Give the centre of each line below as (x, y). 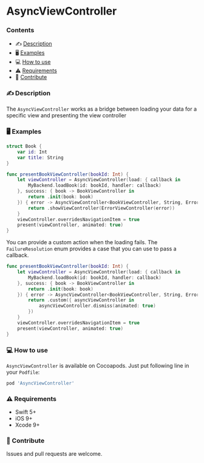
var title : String (40, 157)
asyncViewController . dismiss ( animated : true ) (97, 306)
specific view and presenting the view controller (66, 115)
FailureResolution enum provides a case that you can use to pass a (92, 249)
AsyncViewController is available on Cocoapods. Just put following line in (98, 365)
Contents (20, 30)
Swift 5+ (25, 412)
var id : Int (32, 152)
